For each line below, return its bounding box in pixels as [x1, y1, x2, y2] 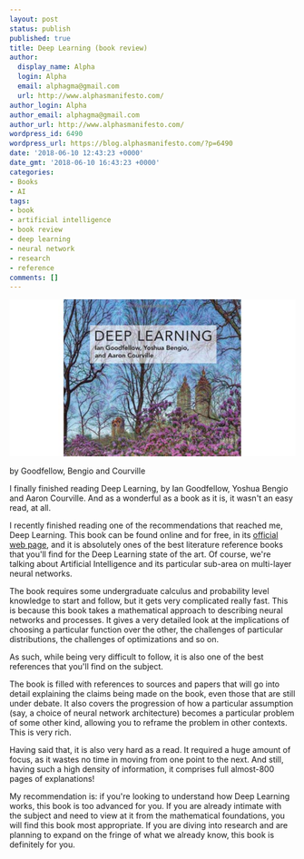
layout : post [9, 15, 59, 24]
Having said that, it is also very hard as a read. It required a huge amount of [9, 744, 291, 755]
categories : [9, 168, 54, 177]
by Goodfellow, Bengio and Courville [9, 465, 146, 476]
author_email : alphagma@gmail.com [9, 110, 141, 120]
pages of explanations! [9, 773, 95, 784]
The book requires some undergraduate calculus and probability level [9, 585, 270, 596]
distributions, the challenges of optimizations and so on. [9, 633, 220, 644]
